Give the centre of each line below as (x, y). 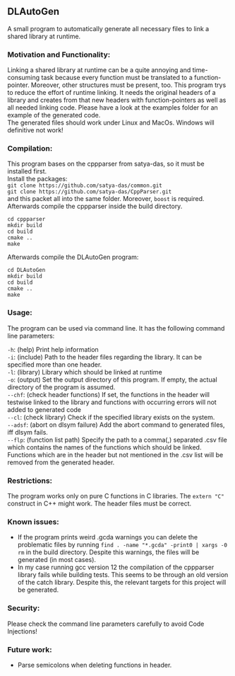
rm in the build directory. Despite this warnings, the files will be (108, 552)
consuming (24, 78)
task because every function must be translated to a (117, 78)
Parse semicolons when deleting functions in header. (95, 665)
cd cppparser (26, 219)
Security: (24, 608)
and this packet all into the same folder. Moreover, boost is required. (106, 199)
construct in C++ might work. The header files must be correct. (100, 503)
